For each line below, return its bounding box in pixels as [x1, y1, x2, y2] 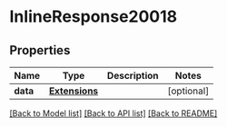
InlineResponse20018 [9, 6, 178, 27]
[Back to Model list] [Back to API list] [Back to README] [9, 108, 218, 119]
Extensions [48, 84, 99, 97]
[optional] [167, 84, 210, 97]
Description [107, 70, 159, 82]
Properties [9, 43, 71, 58]
